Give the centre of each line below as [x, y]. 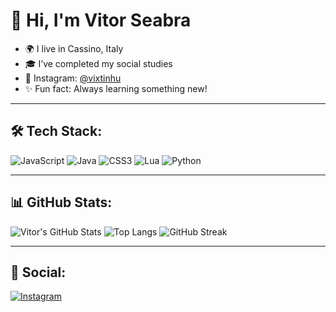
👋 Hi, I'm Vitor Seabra [101, 20]
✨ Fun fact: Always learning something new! [116, 88]
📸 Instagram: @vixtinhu [73, 78]
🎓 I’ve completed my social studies [98, 63]
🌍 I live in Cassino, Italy [74, 48]
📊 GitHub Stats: [61, 202]
